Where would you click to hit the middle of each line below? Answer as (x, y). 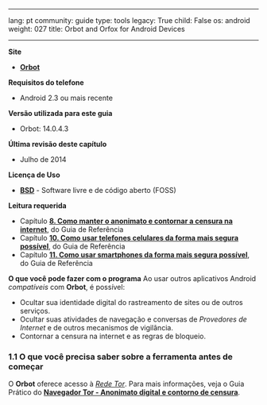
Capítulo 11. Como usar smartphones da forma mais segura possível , (135, 255)
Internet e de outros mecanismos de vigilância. (96, 328)
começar (26, 366)
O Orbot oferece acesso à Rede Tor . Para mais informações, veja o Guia (126, 384)
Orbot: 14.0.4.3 (44, 129)
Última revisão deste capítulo (58, 144)
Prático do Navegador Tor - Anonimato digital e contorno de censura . (124, 392)
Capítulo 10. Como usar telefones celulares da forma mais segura (129, 238)
